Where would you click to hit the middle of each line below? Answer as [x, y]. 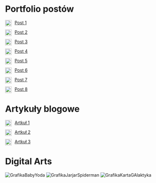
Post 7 [21, 79]
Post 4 [21, 51]
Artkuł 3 [23, 141]
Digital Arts [29, 162]
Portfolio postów [40, 9]
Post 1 [21, 23]
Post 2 [21, 32]
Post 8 [21, 89]
